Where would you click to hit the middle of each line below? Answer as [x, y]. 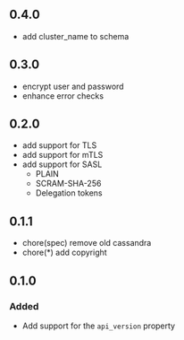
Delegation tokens [69, 193]
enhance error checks [63, 96]
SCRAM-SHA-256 [68, 184]
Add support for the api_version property [99, 326]
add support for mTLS [63, 155]
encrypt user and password [73, 86]
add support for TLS [59, 145]
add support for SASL [62, 164]
